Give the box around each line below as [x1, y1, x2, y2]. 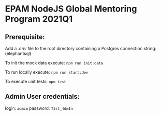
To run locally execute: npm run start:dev [5, 69, 88, 75]
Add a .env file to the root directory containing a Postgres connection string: [5, 46, 157, 51]
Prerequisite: [5, 33, 45, 41]
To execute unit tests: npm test [5, 78, 66, 84]
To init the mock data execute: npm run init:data [5, 60, 103, 65]
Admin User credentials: [5, 92, 80, 101]
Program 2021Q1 [5, 13, 73, 25]
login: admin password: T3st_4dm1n [5, 105, 73, 111]
